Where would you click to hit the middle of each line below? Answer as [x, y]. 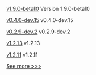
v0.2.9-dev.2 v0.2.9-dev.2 [38, 32]
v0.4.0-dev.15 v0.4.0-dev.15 [40, 20]
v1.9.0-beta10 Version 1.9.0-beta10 [48, 9]
